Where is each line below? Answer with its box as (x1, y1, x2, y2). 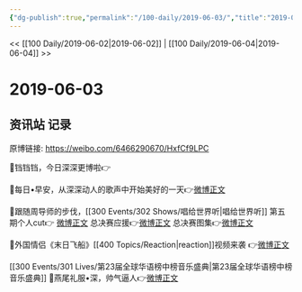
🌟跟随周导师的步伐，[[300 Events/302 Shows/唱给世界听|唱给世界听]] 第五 (9, 205, 286, 216)
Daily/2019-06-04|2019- (189, 38, 280, 49)
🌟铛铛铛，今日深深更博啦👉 (9, 161, 111, 172)
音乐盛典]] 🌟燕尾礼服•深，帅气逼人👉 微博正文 (9, 272, 179, 283)
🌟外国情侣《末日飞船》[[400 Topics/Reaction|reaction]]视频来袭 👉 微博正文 (9, 239, 290, 250)
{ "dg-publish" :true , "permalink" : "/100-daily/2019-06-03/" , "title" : (9, 13, 268, 23)
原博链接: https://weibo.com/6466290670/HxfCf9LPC (9, 142, 209, 153)
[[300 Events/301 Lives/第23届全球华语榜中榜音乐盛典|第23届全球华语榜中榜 (9, 260, 293, 271)
